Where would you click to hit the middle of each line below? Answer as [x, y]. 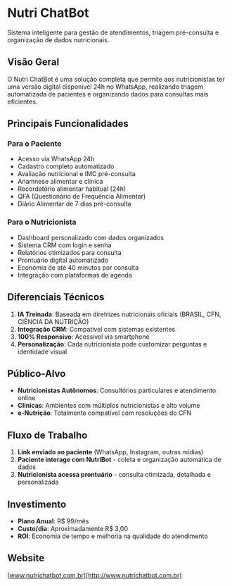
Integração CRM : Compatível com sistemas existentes [96, 329]
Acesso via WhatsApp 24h [56, 159]
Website [26, 558]
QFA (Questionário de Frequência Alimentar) [82, 197]
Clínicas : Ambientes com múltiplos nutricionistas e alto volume [109, 406]
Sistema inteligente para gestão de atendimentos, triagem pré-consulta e [113, 32]
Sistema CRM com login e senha [64, 245]
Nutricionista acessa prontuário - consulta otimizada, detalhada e [114, 475]
